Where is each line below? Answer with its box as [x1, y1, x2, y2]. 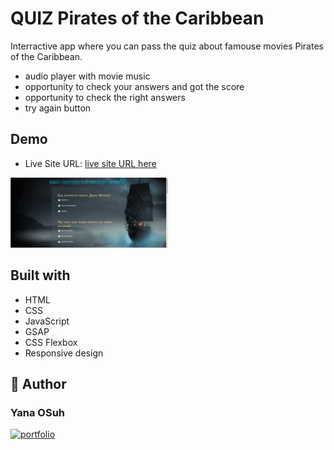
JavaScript [24, 315, 70, 327]
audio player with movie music [24, 70, 151, 82]
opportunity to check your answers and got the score [24, 80, 245, 92]
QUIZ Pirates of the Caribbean [10, 7, 265, 30]
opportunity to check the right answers [24, 91, 186, 103]
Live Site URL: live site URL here [24, 157, 157, 169]
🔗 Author [10, 376, 67, 393]
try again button [24, 102, 92, 114]
